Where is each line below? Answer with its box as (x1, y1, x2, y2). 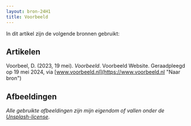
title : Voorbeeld (6, 14, 48, 20)
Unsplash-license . (6, 113, 50, 120)
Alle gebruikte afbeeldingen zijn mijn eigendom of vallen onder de (6, 107, 165, 114)
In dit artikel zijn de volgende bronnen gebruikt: (6, 30, 120, 37)
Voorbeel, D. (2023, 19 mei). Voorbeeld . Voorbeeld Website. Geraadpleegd (6, 62, 186, 69)
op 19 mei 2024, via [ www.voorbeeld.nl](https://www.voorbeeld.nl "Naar (6, 68, 180, 76)
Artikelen (6, 47, 41, 57)
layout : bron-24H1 (6, 8, 51, 15)
